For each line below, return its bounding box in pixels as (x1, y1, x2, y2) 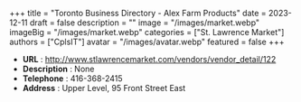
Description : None (22, 63, 95, 74)
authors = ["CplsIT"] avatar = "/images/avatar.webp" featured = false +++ (9, 36, 285, 47)
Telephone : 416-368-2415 (22, 73, 124, 84)
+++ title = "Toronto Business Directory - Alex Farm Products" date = (9, 8, 267, 18)
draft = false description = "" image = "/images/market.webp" (29, 17, 260, 28)
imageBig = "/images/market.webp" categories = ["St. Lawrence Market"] (9, 27, 285, 37)
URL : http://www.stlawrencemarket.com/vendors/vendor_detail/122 (22, 54, 277, 64)
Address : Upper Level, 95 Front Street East (22, 83, 186, 93)
